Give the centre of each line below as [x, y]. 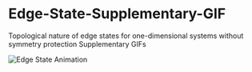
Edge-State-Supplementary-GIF [117, 14]
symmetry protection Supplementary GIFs [77, 44]
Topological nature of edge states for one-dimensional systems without [126, 36]
